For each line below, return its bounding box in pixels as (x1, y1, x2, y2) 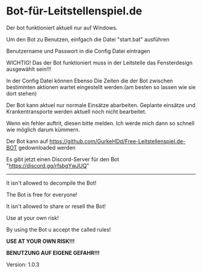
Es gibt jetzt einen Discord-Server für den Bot (6, 155, 120, 163)
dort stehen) (6, 90, 37, 97)
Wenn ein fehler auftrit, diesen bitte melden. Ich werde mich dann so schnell (6, 119, 195, 127)
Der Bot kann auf (6, 137, 48, 145)
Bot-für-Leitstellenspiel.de (6, 4, 142, 18)
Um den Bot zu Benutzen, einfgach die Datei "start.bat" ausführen (6, 35, 170, 43)
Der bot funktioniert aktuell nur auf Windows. (6, 24, 118, 31)
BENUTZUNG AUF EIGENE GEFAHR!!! (6, 249, 100, 256)
